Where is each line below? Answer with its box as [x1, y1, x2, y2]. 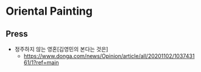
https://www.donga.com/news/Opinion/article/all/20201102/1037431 [23, 52, 195, 59]
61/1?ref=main [23, 59, 59, 66]
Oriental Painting [5, 4, 93, 18]
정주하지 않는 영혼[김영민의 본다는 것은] [14, 46, 108, 52]
